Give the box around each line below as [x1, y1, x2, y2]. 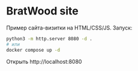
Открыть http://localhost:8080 [6, 58, 82, 65]
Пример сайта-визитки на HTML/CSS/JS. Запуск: [6, 24, 133, 31]
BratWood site [6, 4, 79, 18]
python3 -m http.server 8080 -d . [6, 35, 93, 42]
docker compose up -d [6, 47, 61, 53]
